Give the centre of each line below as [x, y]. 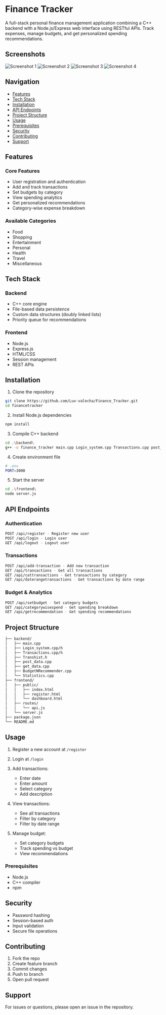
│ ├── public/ [22, 685]
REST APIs [23, 364]
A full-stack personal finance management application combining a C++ [79, 23]
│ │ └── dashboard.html [34, 699]
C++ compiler [26, 882]
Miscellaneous [27, 263]
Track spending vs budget [46, 848]
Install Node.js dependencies [42, 415]
